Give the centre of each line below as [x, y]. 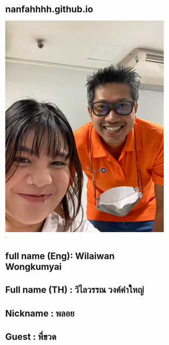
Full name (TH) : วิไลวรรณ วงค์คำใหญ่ [75, 290]
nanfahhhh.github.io [49, 9]
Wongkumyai [33, 267]
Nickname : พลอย [40, 313]
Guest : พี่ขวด [31, 337]
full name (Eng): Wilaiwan [60, 256]
